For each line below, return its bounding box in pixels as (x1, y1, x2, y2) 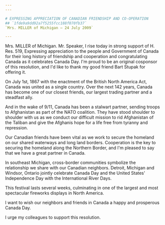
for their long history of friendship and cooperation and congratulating (5, 54, 148, 60)
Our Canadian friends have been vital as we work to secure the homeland (5, 134, 154, 140)
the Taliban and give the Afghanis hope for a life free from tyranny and (5, 120, 148, 126)
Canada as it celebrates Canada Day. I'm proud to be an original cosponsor (5, 59, 158, 64)
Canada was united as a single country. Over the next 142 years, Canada (5, 84, 153, 90)
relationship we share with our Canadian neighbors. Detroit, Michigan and (5, 165, 154, 171)
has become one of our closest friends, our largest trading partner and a (5, 89, 152, 95)
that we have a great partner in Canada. (5, 150, 86, 156)
